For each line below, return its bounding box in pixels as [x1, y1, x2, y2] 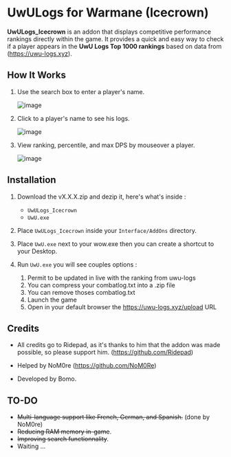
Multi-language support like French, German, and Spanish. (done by [16, 413, 210, 421]
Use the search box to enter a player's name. [16, 87, 145, 96]
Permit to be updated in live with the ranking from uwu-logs [27, 274, 196, 282]
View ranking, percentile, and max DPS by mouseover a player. [16, 141, 195, 149]
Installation [7, 174, 56, 186]
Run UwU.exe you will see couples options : [16, 260, 137, 269]
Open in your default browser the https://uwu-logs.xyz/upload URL [27, 302, 217, 311]
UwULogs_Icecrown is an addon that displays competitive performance [7, 27, 212, 36]
